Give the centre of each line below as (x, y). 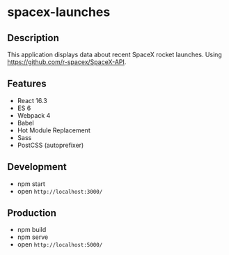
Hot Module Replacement (54, 130)
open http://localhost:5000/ (60, 245)
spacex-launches (59, 12)
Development (37, 167)
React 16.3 (32, 100)
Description (33, 38)
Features (27, 84)
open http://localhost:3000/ (60, 191)
